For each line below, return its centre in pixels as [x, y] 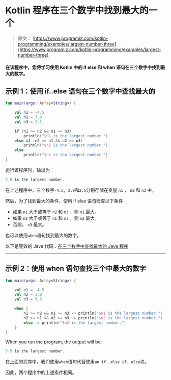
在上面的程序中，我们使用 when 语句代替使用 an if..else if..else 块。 [77, 362]
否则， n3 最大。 [30, 224]
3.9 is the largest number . [35, 180]
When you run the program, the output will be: [54, 342]
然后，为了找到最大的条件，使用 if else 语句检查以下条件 [64, 201]
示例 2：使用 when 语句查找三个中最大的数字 [76, 269]
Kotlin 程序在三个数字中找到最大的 [77, 10]
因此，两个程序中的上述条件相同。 [41, 372]
